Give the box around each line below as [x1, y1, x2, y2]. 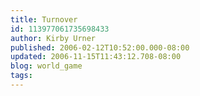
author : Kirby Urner [10, 33, 97, 43]
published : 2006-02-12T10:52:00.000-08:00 [10, 42, 190, 53]
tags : [10, 71, 33, 81]
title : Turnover [10, 14, 78, 25]
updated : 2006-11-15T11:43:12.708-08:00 [10, 52, 182, 62]
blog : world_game [10, 61, 83, 71]
